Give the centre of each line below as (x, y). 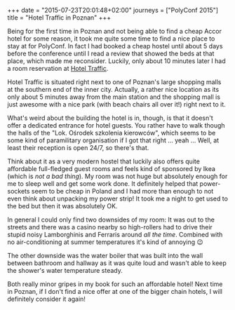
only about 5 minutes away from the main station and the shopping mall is (114, 97)
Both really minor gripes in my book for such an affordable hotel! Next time (115, 284)
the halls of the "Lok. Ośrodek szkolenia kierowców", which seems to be (112, 133)
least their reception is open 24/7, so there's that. (78, 148)
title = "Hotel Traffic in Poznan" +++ (59, 18)
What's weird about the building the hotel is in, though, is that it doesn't (110, 118)
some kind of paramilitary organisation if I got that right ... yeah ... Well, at (113, 140)
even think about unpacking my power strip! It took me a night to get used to (117, 198)
